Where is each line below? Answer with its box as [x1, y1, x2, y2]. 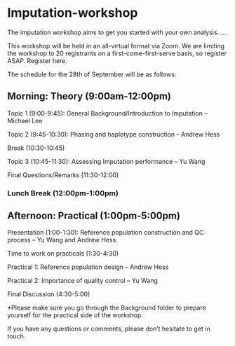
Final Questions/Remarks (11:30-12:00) [7, 170, 119, 179]
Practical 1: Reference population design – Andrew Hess [7, 263, 169, 271]
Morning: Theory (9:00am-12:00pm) [7, 90, 172, 102]
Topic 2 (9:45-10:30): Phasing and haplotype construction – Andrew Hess [7, 130, 220, 138]
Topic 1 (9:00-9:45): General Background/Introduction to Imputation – [7, 109, 208, 117]
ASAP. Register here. [7, 56, 68, 64]
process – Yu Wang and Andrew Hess [7, 236, 116, 244]
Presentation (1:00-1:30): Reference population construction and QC [7, 228, 204, 237]
